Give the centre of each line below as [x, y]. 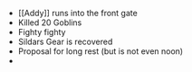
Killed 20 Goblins [50, 22]
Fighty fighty [42, 32]
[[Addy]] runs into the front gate [77, 13]
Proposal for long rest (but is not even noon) [101, 51]
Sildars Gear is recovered [65, 41]
